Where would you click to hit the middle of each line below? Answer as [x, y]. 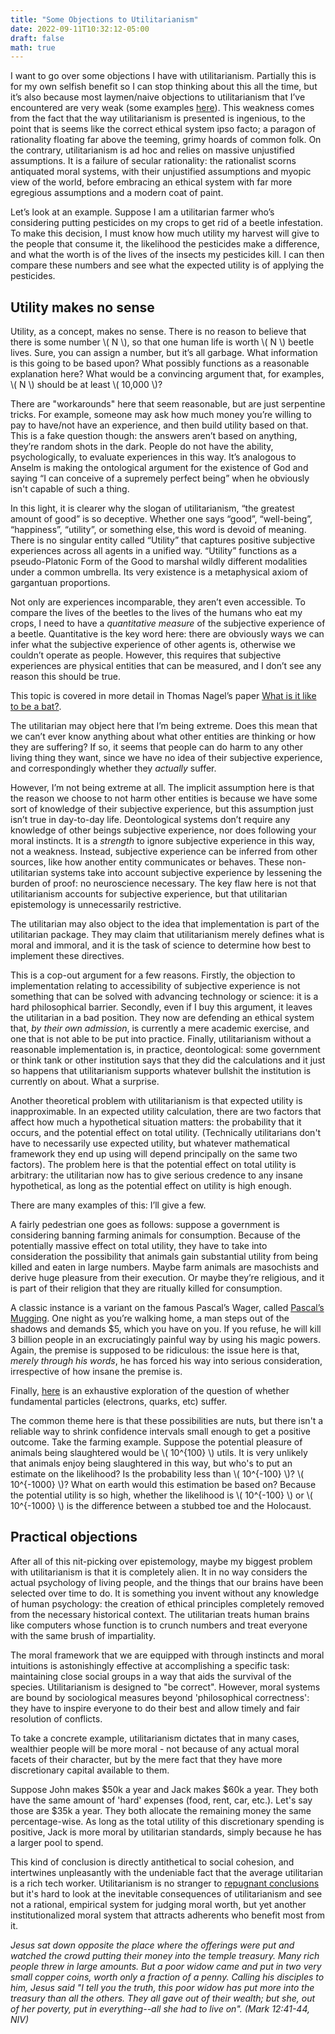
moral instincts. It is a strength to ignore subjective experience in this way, [163, 841]
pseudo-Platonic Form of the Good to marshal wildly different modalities [159, 562]
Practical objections [74, 1537]
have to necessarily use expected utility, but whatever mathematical [150, 1143]
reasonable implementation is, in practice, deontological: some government [165, 1050]
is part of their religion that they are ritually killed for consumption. [146, 1288]
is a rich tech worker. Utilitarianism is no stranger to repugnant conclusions [165, 1883]
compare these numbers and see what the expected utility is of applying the [167, 265]
